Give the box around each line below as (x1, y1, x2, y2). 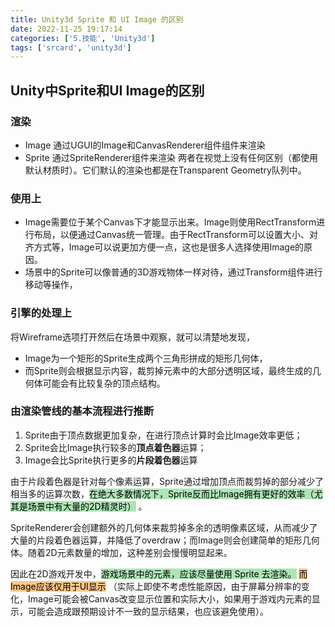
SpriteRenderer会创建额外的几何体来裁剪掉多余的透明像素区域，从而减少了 (10, 521, 318, 533)
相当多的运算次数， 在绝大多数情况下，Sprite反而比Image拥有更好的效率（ (10, 487, 315, 500)
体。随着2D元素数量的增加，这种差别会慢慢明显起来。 (10, 546, 233, 558)
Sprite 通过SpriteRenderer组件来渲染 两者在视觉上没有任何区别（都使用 (24, 151, 319, 163)
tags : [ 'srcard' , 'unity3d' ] (10, 42, 132, 53)
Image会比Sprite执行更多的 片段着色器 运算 (24, 454, 198, 466)
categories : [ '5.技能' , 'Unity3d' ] (10, 33, 156, 43)
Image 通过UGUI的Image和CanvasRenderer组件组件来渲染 (24, 139, 266, 151)
